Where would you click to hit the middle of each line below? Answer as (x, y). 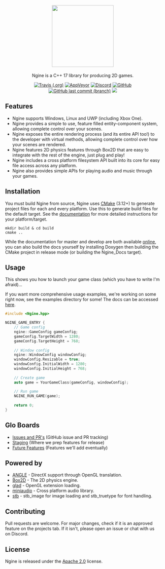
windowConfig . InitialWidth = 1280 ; (50, 364)
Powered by (24, 463)
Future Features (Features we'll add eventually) (60, 448)
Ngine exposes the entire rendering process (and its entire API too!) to (83, 134)
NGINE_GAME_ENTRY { (25, 323)
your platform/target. (26, 219)
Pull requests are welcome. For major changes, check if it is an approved (79, 524)
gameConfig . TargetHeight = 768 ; (47, 341)
